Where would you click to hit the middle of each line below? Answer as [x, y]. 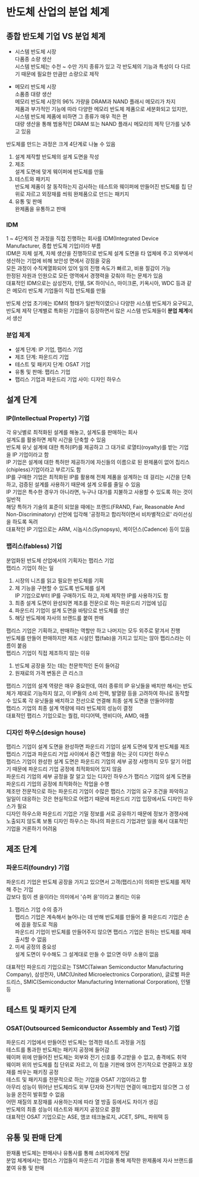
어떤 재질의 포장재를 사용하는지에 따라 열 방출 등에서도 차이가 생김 [82, 1102]
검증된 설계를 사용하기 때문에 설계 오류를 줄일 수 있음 [80, 484]
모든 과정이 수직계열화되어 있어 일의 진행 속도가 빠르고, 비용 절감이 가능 [89, 268]
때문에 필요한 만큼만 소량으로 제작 [60, 74]
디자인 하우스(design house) [46, 733]
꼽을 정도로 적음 [40, 924]
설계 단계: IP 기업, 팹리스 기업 [49, 349]
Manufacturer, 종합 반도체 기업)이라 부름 [53, 246]
